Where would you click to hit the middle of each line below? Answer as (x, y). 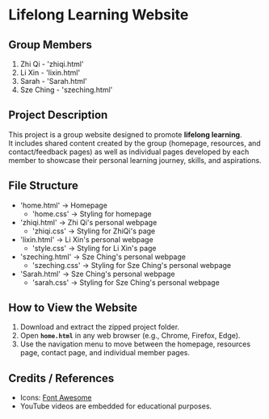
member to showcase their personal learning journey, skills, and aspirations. (135, 160)
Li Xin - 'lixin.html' (50, 73)
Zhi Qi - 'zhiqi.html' (52, 64)
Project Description (58, 115)
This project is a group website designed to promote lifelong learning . (125, 134)
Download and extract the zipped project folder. (100, 327)
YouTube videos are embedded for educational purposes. (116, 406)
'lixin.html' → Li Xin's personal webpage (86, 239)
